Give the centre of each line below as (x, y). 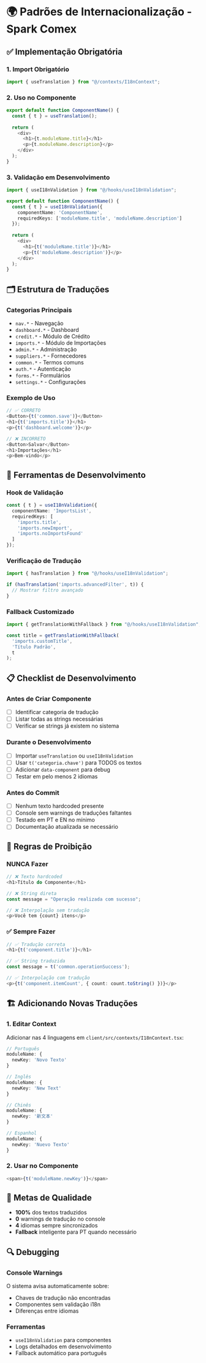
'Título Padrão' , (34, 647)
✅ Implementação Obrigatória (64, 52)
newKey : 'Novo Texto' (40, 1060)
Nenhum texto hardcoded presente (59, 806)
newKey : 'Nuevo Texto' (41, 1145)
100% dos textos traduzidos (51, 1213)
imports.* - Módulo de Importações (60, 343)
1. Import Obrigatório (38, 69)
